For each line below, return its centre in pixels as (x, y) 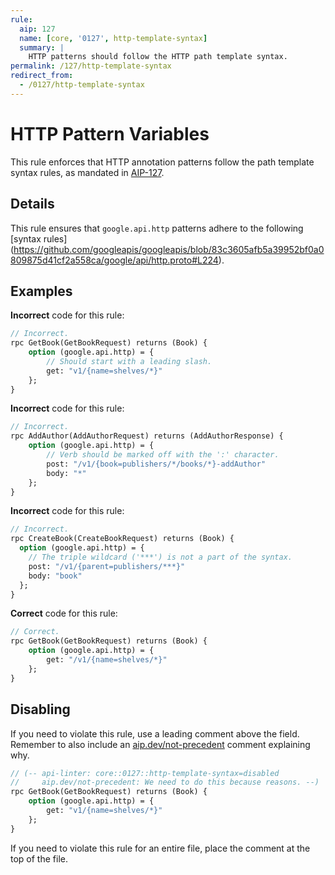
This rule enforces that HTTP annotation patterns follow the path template (162, 162)
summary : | (42, 47)
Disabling (40, 709)
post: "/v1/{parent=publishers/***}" (107, 566)
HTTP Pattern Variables (110, 133)
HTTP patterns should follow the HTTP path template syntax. (158, 57)
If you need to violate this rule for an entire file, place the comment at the (160, 848)
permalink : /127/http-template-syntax (91, 66)
